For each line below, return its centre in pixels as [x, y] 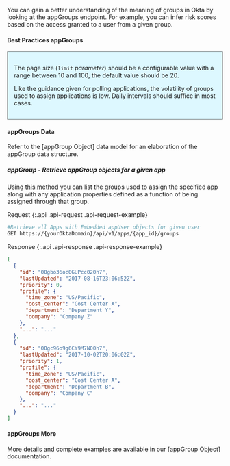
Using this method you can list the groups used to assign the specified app [113, 187]
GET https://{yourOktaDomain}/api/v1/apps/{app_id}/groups [93, 234]
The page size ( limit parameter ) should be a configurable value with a [114, 68]
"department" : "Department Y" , [70, 311]
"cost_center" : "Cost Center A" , [73, 380]
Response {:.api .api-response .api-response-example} [85, 247]
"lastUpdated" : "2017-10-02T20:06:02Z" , [78, 355]
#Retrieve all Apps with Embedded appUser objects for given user [104, 228]
